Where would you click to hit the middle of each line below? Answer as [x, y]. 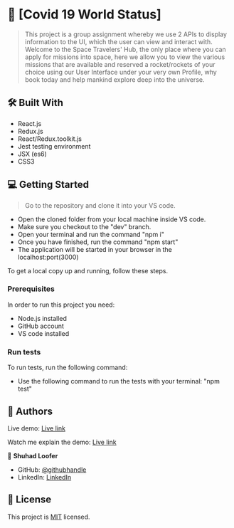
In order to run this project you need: [61, 305]
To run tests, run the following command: [68, 368]
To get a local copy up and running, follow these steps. [88, 270]
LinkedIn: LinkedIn [44, 477]
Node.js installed [42, 318]
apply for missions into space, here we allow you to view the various [125, 57]
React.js [30, 123]
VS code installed [43, 333]
